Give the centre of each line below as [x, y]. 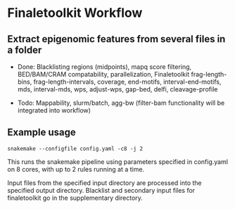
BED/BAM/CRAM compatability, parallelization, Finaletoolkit [103, 74]
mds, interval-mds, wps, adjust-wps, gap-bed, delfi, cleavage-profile [118, 89]
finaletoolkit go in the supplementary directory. [75, 198]
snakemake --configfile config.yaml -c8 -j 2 [75, 148]
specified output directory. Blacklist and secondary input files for [101, 190]
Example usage [42, 133]
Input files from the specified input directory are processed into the [104, 183]
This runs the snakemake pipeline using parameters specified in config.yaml [118, 161]
